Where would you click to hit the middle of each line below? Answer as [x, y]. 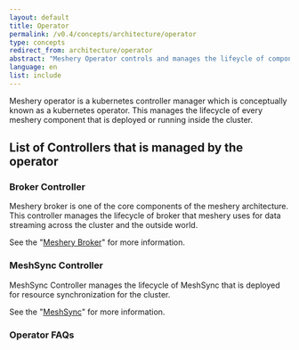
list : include [36, 76]
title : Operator [39, 26]
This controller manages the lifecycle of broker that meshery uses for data [145, 216]
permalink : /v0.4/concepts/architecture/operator [103, 34]
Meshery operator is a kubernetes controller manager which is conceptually [148, 101]
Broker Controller [48, 187]
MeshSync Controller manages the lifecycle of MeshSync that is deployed [145, 285]
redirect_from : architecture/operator [81, 51]
